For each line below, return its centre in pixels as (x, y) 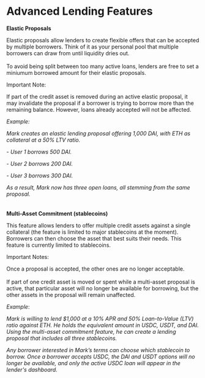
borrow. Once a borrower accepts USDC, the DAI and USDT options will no (101, 357)
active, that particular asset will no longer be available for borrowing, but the (102, 288)
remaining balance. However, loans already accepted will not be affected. (99, 109)
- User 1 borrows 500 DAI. (39, 152)
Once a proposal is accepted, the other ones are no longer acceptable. (95, 269)
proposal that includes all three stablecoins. (62, 338)
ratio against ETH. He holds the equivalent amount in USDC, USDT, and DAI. (102, 325)
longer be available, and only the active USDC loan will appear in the (93, 363)
